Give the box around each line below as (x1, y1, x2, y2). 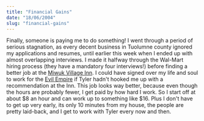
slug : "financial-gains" (6, 20, 70, 26)
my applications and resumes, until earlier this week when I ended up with (6, 50, 193, 57)
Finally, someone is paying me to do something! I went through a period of (6, 37, 194, 44)
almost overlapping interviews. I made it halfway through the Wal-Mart (6, 56, 184, 64)
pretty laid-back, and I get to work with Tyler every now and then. (6, 108, 172, 116)
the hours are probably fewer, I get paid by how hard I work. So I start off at (6, 89, 196, 96)
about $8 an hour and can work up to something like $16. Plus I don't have (6, 95, 194, 102)
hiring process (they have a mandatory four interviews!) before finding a (6, 63, 188, 70)
